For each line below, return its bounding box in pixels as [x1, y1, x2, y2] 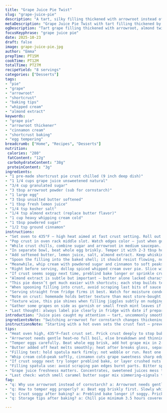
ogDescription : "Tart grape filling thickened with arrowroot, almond [5, 26, 155, 31]
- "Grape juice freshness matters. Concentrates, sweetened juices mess [5, 368, 159, 373]
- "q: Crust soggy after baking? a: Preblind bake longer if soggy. [5, 391, 150, 396]
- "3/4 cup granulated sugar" [5, 183, 68, 188]
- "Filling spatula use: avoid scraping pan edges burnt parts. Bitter [5, 364, 157, 369]
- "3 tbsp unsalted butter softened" [5, 197, 83, 202]
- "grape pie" [5, 118, 35, 123]
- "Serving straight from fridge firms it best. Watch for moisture [5, 290, 150, 295]
